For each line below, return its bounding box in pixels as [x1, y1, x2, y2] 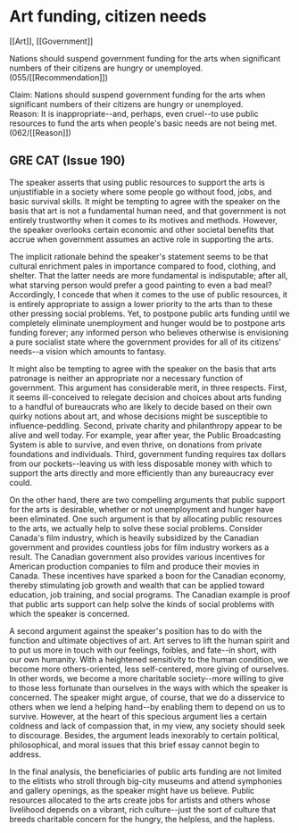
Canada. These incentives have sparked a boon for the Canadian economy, [9, 570, 287, 581]
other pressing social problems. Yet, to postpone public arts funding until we [9, 308, 290, 319]
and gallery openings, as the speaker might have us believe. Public [9, 785, 255, 796]
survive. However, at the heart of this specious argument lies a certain [9, 711, 268, 721]
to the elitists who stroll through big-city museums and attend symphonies [9, 775, 283, 787]
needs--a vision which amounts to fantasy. [9, 346, 167, 356]
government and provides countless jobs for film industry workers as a [9, 542, 270, 553]
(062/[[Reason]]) [9, 127, 71, 137]
